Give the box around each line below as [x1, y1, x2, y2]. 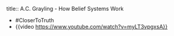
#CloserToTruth [15, 17, 54, 23]
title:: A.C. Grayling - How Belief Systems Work [6, 5, 124, 12]
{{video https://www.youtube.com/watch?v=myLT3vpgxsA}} [15, 23, 168, 30]
